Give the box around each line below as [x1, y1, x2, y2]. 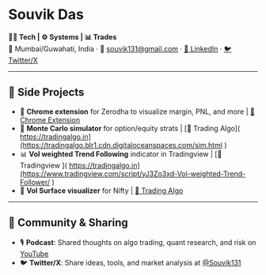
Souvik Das [8, 6, 85, 24]
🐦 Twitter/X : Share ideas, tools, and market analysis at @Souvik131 [19, 258, 241, 267]
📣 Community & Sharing [8, 216, 128, 230]
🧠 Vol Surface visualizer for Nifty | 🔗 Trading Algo [19, 186, 184, 195]
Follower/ [19, 177, 51, 186]
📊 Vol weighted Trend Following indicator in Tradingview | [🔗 [19, 149, 222, 159]
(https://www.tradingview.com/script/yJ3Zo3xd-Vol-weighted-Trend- [19, 168, 246, 179]
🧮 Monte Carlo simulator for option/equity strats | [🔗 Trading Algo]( [19, 123, 241, 133]
